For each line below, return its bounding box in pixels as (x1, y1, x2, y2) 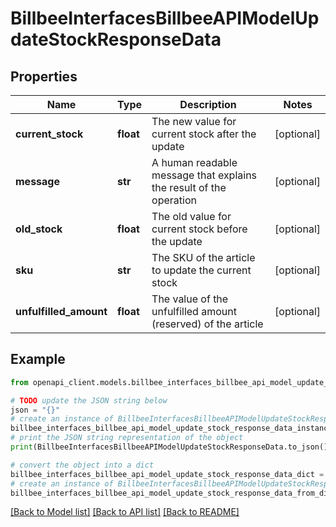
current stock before (151, 222, 248, 236)
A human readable (151, 156, 238, 169)
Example (10, 351, 66, 368)
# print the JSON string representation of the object (10, 433, 244, 443)
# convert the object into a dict (10, 460, 155, 470)
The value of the (151, 292, 229, 306)
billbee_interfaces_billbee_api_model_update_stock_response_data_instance (10, 423, 333, 434)
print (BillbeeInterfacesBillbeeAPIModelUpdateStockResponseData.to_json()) (10, 442, 333, 452)
